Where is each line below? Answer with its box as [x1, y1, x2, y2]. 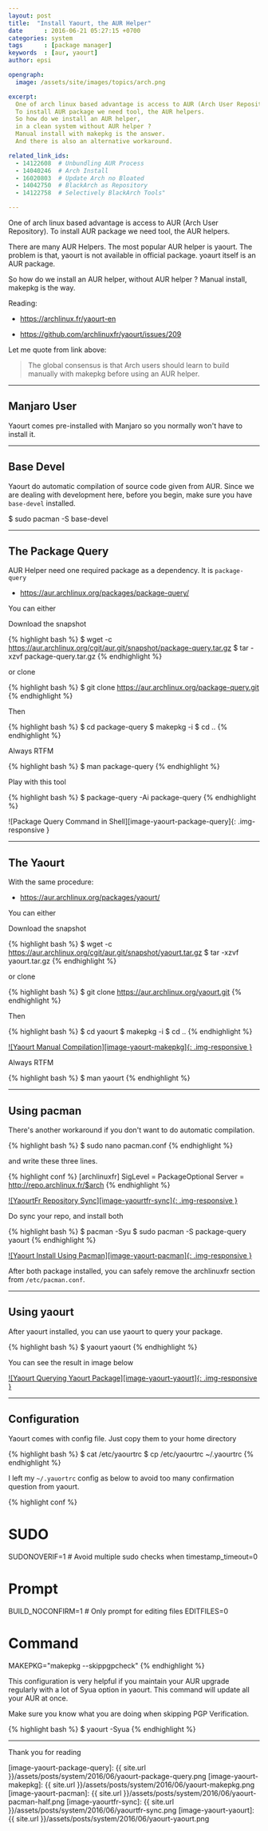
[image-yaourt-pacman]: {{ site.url [8, 1788, 122, 1797]
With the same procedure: [8, 877, 94, 887]
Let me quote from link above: [8, 345, 107, 355]
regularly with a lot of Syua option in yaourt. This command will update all [8, 1685, 250, 1694]
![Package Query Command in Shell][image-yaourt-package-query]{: [8, 817, 237, 827]
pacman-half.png [8, 1797, 65, 1806]
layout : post [8, 11, 52, 20]
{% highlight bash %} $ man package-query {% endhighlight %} [8, 762, 221, 771]
